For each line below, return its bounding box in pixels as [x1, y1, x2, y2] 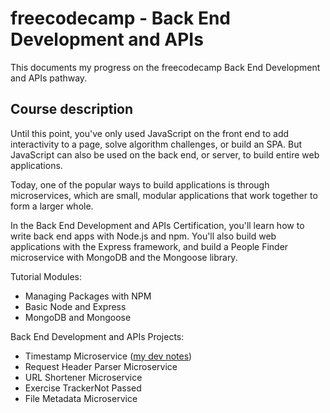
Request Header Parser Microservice [24, 360, 178, 372]
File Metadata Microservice [24, 392, 138, 404]
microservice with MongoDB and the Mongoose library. [10, 251, 238, 263]
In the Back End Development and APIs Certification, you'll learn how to [10, 219, 305, 231]
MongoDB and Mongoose [24, 311, 132, 323]
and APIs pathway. [10, 72, 88, 84]
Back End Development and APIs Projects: [10, 330, 185, 342]
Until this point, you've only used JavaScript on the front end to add [10, 127, 290, 139]
